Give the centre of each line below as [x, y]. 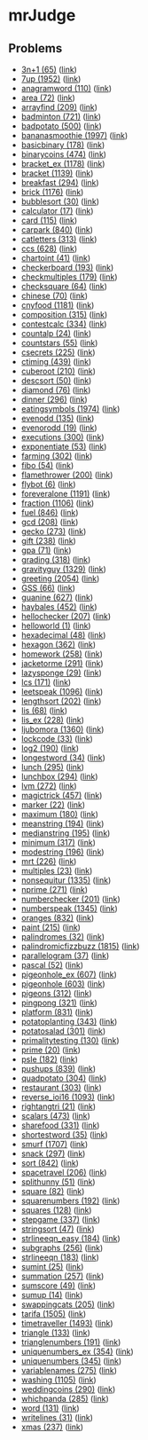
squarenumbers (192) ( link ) [70, 1200]
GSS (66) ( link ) [48, 588]
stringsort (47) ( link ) [58, 1229]
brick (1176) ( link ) [52, 192]
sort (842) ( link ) [50, 1163]
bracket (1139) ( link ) [57, 173]
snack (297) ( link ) [53, 1153]
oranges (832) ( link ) [58, 918]
